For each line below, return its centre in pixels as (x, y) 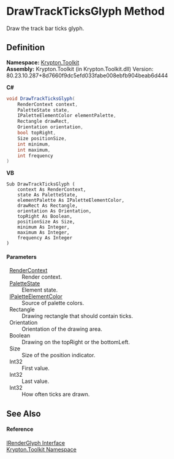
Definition (25, 48)
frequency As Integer (45, 238)
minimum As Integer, (43, 227)
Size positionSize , (42, 138)
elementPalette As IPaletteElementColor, (71, 201)
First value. (36, 368)
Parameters (21, 256)
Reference (20, 429)
